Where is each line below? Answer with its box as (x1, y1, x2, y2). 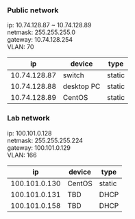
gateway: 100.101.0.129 (7, 143, 71, 152)
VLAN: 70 (7, 43, 34, 51)
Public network (7, 5, 59, 15)
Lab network (7, 114, 50, 123)
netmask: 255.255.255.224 (7, 136, 84, 144)
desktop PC (62, 81, 101, 91)
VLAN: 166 (7, 151, 37, 159)
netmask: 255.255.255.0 (7, 28, 76, 36)
